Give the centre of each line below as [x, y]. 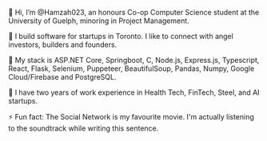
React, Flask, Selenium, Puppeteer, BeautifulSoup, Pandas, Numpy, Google [132, 69]
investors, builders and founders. [63, 45]
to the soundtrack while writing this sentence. [84, 128]
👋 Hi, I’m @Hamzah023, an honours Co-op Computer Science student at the [134, 12]
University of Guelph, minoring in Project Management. [99, 21]
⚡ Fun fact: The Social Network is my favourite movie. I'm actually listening [131, 117]
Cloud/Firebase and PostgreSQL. [62, 77]
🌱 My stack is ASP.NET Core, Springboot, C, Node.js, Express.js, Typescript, [134, 60]
